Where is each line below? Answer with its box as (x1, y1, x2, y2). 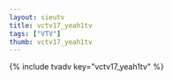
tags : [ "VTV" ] (9, 29, 62, 38)
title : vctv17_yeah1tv (9, 21, 93, 30)
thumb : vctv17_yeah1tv (9, 37, 93, 47)
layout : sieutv (9, 12, 65, 22)
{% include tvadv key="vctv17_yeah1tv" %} (9, 62, 165, 72)
